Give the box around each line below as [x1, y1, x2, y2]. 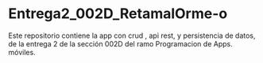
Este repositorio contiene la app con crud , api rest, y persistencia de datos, [8, 31, 256, 40]
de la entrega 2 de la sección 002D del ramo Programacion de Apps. [8, 39, 233, 48]
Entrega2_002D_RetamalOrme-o [8, 5, 228, 23]
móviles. [8, 47, 36, 57]
